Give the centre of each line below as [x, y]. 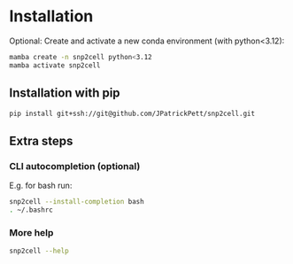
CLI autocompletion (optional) [75, 166]
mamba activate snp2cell [55, 65]
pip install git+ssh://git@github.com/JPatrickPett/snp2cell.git [132, 113]
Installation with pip [65, 93]
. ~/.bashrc [31, 210]
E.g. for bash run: [41, 186]
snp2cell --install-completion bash [77, 202]
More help [31, 232]
